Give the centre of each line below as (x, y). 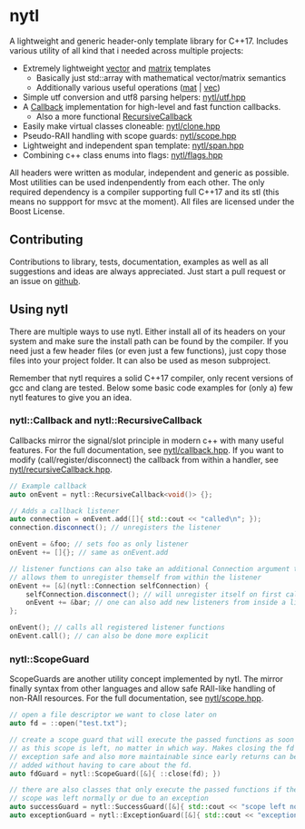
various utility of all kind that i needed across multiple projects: (127, 50)
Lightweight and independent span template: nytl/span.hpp (133, 145)
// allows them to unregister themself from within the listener (135, 577)
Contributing (46, 240)
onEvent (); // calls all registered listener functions (117, 627)
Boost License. (37, 211)
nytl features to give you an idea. (71, 397)
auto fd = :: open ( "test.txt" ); (69, 724)
